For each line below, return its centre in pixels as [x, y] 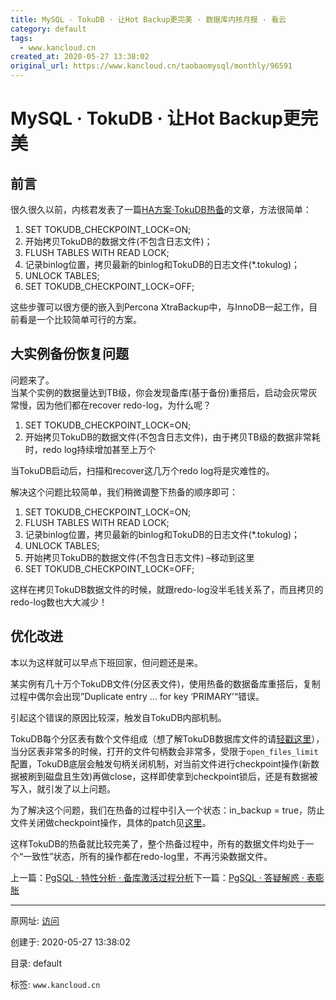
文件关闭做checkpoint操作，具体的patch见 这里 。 [111, 822]
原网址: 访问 [35, 920]
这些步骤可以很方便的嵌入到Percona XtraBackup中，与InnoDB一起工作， [160, 307]
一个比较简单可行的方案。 [89, 319]
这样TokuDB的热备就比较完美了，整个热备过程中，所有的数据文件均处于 [158, 843]
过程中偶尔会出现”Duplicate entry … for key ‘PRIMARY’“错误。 [137, 696]
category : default [48, 29]
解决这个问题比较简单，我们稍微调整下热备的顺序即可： [124, 492]
